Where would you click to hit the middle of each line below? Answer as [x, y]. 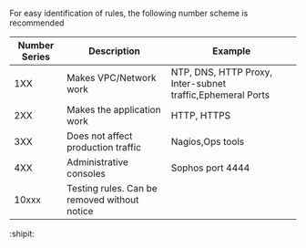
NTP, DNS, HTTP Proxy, [222, 72]
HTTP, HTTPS [201, 115]
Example [232, 51]
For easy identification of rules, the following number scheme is [129, 13]
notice [80, 211]
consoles [87, 174]
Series [36, 57]
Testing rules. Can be [112, 188]
